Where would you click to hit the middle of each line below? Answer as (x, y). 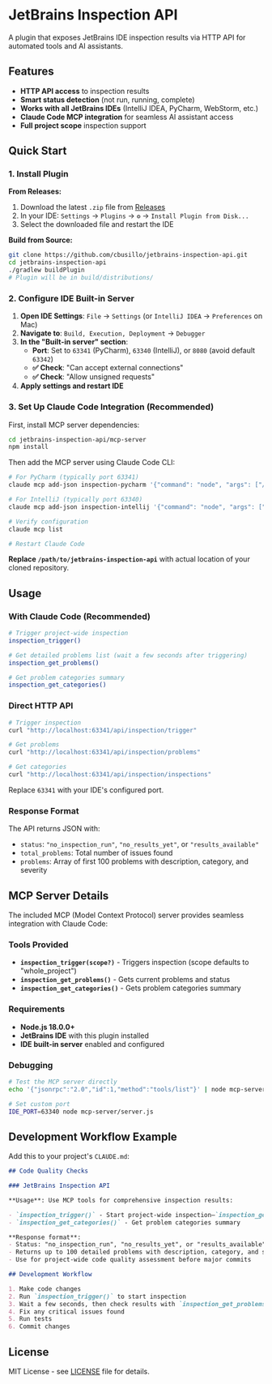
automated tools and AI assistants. (66, 45)
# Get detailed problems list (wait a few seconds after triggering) (128, 655)
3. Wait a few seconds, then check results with (92, 1304)
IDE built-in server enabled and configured (92, 1044)
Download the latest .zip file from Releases (93, 207)
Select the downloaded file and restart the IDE (97, 224)
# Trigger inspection (45, 723)
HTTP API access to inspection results (85, 91)
